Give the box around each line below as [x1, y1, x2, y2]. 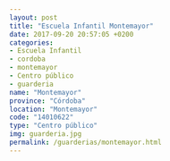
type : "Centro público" [9, 122, 98, 131]
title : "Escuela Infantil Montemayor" [9, 21, 154, 30]
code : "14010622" [9, 113, 74, 122]
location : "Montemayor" [9, 105, 98, 114]
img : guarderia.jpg [9, 130, 82, 139]
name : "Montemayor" [9, 88, 82, 97]
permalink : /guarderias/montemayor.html [9, 138, 163, 147]
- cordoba [9, 55, 47, 64]
